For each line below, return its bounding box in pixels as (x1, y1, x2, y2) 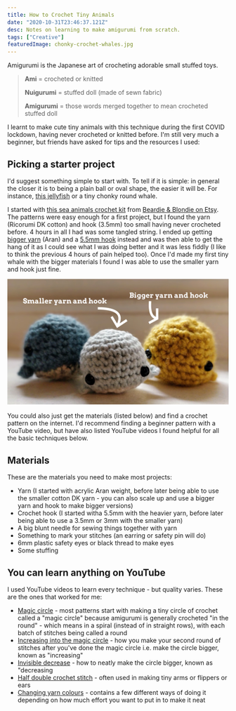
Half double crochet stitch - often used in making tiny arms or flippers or (17, 674, 228, 682)
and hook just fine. (7, 265, 61, 273)
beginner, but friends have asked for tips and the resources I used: (7, 138, 200, 147)
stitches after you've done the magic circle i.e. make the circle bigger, (17, 644, 219, 652)
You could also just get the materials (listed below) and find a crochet (7, 411, 208, 420)
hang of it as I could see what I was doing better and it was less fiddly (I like (7, 242, 226, 251)
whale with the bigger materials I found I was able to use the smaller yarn (7, 257, 219, 266)
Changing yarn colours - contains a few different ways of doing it (17, 689, 206, 697)
